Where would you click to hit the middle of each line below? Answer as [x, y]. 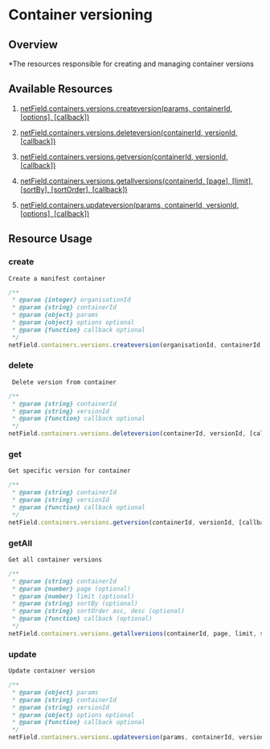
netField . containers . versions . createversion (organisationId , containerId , [136, 345]
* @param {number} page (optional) [71, 589]
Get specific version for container [70, 471]
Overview [33, 45]
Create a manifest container [57, 278]
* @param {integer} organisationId [71, 300]
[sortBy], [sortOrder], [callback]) [74, 189]
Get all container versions [55, 560]
